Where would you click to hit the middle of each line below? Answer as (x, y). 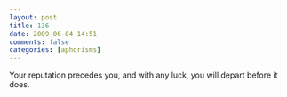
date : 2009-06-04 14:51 (53, 34)
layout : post (33, 17)
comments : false (39, 42)
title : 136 (29, 26)
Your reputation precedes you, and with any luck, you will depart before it (143, 75)
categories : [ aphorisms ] (55, 50)
